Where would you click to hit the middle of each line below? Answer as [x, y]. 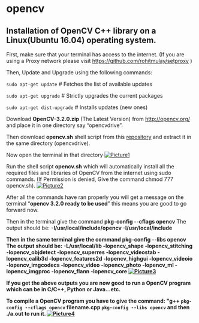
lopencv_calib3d [27, 259]
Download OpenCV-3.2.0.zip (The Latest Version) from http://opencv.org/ [98, 119]
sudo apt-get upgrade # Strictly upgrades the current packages [85, 96]
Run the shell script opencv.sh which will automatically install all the [91, 166]
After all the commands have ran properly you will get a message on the [95, 197]
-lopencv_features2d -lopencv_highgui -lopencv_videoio [121, 259]
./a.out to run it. [26, 314]
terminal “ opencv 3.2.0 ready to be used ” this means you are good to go [97, 203]
